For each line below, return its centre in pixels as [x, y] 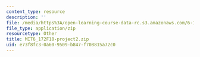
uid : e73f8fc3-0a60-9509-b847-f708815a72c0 [61, 45]
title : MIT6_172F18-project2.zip [48, 39]
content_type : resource [36, 12]
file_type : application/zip [41, 28]
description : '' [26, 17]
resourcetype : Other [32, 34]
